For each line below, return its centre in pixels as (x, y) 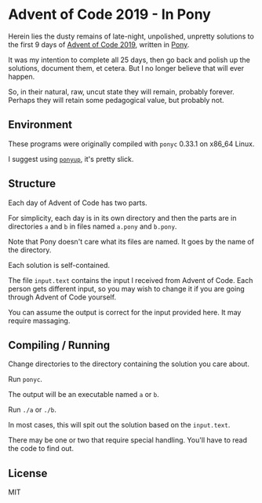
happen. (22, 76)
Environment (40, 125)
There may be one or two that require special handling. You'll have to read (128, 440)
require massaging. (39, 321)
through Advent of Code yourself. (62, 297)
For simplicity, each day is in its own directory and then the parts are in (122, 218)
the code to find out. (41, 449)
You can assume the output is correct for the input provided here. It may (125, 312)
